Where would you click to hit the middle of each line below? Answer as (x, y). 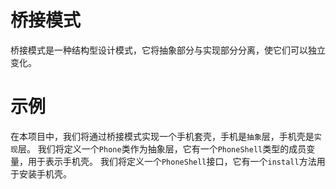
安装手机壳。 (45, 173)
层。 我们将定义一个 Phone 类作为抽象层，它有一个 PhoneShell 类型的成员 (162, 148)
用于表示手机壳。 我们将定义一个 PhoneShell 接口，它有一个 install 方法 (172, 161)
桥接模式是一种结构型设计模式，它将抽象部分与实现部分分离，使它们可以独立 (168, 50)
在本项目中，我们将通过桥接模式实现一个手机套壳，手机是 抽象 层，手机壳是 (162, 136)
